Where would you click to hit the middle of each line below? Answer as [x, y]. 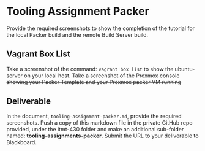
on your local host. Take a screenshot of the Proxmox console [102, 75]
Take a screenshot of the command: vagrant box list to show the [90, 69]
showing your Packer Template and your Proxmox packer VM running [94, 82]
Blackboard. [21, 142]
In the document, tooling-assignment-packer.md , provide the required [94, 116]
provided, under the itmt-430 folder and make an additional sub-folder [95, 129]
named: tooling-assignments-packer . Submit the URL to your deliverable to [102, 136]
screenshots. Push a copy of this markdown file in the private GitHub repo [99, 122]
